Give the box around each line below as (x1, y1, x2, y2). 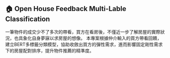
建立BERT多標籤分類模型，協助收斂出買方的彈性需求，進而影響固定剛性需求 (5, 41, 163, 47)
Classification (5, 15, 50, 23)
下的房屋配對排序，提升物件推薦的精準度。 (5, 47, 94, 53)
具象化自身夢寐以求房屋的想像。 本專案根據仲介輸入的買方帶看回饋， (18, 35, 162, 41)
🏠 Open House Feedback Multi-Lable (5, 4, 126, 13)
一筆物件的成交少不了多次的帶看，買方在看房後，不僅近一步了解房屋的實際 (5, 28, 160, 34)
